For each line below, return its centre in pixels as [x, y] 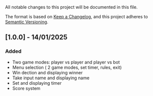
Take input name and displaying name [51, 78]
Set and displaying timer [37, 83]
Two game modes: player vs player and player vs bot [66, 62]
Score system [26, 88]
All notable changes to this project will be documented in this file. [72, 7]
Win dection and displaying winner [47, 72]
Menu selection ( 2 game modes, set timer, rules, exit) [67, 67]
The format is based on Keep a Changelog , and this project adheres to [76, 16]
